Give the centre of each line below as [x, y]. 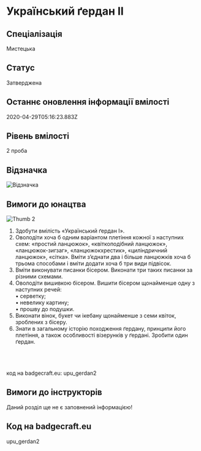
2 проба [17, 151]
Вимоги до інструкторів [54, 392]
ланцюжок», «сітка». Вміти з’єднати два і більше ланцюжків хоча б [103, 257]
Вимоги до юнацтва [46, 204]
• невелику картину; [42, 303]
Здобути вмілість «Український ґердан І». [70, 231]
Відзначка [27, 170]
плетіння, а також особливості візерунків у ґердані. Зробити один [101, 335]
